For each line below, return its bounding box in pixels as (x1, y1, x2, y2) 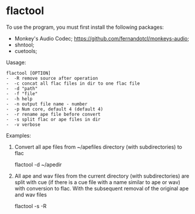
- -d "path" (6, 85, 38, 92)
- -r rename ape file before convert (6, 111, 101, 117)
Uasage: (6, 59, 26, 66)
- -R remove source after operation (6, 75, 98, 81)
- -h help (6, 96, 33, 102)
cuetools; (14, 47, 37, 54)
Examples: (6, 132, 31, 139)
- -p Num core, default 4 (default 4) (6, 106, 104, 112)
